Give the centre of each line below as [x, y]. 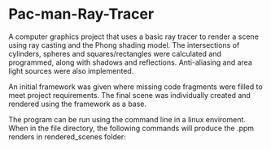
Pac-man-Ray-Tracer [81, 14]
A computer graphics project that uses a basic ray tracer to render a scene [133, 36]
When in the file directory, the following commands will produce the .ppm [131, 128]
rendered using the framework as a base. [78, 104]
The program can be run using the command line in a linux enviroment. [127, 119]
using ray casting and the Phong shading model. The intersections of [124, 45]
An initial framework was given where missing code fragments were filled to [135, 87]
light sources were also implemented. [71, 70]
